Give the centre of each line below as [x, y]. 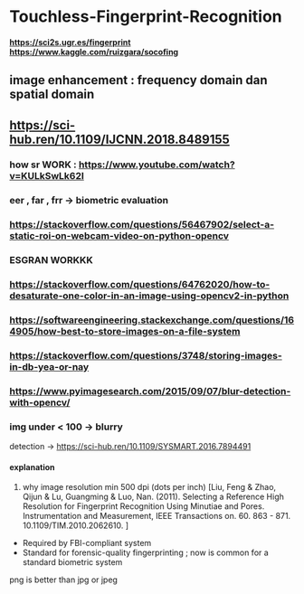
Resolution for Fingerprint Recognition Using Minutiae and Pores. [143, 506]
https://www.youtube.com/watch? [157, 165]
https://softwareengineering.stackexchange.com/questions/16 [152, 320]
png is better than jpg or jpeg [63, 580]
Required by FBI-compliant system [87, 543]
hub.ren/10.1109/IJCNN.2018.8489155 [120, 139]
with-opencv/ [40, 402]
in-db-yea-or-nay [49, 367]
